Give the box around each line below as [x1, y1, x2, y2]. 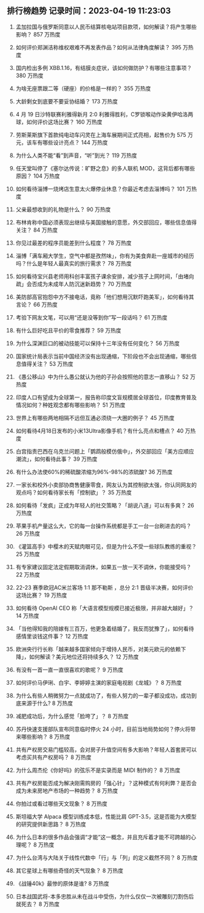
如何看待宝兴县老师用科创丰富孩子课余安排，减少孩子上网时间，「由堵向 [15, 273, 194, 280]
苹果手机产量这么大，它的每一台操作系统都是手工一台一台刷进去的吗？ [15, 522, 192, 530]
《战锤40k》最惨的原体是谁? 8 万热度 [15, 880, 110, 887]
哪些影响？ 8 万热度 [21, 733, 70, 740]
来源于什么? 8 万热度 [21, 699, 73, 707]
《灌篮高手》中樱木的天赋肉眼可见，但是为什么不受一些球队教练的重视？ [15, 542, 197, 550]
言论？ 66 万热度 [15, 301, 58, 308]
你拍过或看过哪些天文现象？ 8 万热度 [15, 800, 108, 807]
